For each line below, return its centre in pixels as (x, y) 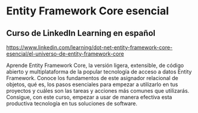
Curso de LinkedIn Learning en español (81, 33)
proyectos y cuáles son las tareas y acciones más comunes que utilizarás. (98, 91)
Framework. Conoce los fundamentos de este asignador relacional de (92, 78)
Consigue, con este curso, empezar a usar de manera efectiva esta (89, 97)
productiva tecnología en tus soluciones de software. (72, 103)
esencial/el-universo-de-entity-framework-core (65, 54)
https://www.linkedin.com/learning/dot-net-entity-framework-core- (89, 47)
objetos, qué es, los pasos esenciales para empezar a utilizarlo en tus (92, 84)
